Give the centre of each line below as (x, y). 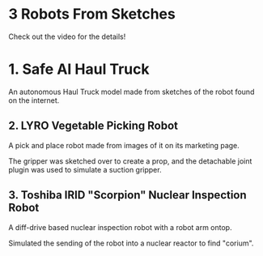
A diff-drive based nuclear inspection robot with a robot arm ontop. (120, 227)
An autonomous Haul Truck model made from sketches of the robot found (131, 92)
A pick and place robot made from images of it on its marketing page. (124, 145)
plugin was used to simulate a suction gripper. (85, 169)
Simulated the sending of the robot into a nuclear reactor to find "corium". (131, 243)
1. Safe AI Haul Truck (79, 69)
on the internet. (34, 100)
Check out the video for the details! (67, 36)
